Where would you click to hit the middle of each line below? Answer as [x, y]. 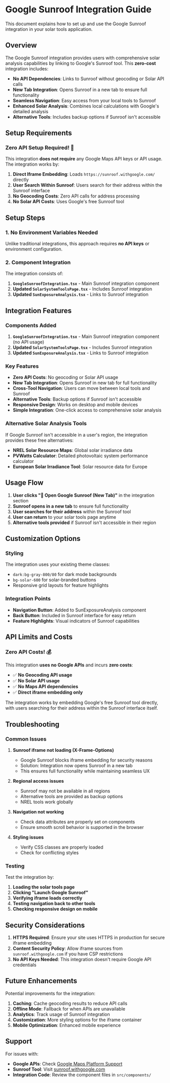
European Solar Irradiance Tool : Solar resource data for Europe [80, 466]
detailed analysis [30, 111]
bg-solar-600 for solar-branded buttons [54, 580]
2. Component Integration [38, 262]
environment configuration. [34, 249]
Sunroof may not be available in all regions [65, 791]
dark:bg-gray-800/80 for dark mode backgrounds [65, 574]
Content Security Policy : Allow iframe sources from [68, 948]
